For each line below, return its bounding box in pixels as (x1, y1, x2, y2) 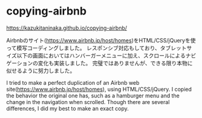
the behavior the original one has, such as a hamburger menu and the (6, 92, 180, 99)
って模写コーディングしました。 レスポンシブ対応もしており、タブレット (6, 44, 187, 51)
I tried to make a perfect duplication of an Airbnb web (6, 79, 140, 86)
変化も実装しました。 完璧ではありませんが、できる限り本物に (37, 59, 193, 67)
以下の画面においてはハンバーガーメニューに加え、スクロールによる (16, 51, 186, 59)
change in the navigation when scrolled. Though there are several (6, 98, 170, 105)
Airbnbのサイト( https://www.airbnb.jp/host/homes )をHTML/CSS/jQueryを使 (6, 36, 196, 44)
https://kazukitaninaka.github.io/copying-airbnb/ (6, 24, 128, 31)
